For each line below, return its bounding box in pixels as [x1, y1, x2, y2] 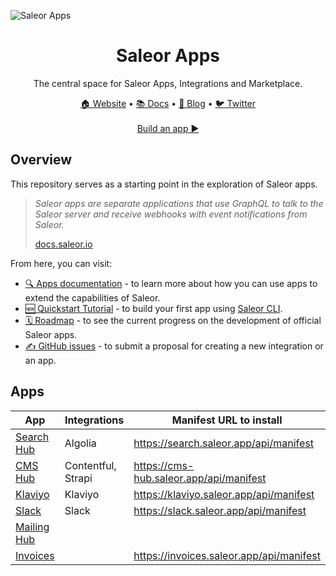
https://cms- [133, 458, 195, 472]
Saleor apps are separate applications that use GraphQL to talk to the [34, 197, 324, 209]
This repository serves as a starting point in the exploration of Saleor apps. [10, 178, 318, 190]
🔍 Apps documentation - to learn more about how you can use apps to [24, 277, 318, 289]
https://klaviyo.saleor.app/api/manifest [133, 487, 315, 501]
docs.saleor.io [34, 238, 93, 250]
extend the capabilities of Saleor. [24, 291, 161, 304]
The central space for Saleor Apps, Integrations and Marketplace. [33, 77, 303, 89]
